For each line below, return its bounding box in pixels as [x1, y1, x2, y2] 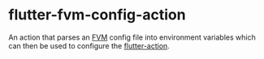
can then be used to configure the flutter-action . [8, 40, 171, 50]
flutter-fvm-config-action [8, 6, 186, 24]
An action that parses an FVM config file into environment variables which [8, 32, 256, 42]
